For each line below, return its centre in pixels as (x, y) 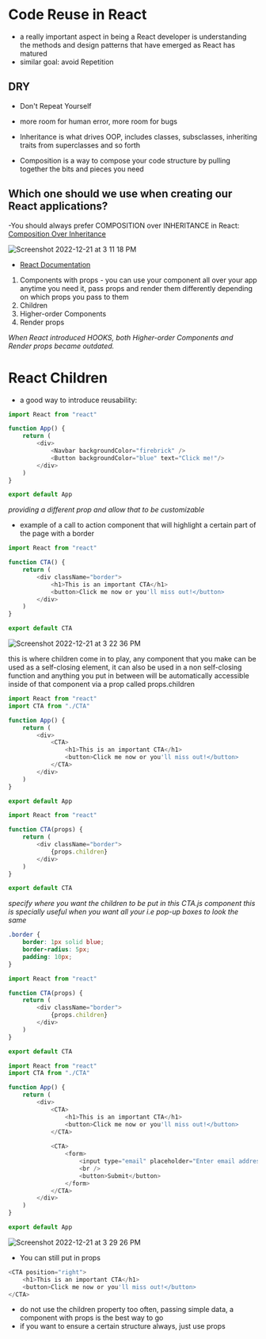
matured (33, 53)
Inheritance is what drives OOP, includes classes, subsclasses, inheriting (138, 136)
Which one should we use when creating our (120, 194)
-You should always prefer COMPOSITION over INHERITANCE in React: (124, 225)
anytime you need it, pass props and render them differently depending (136, 288)
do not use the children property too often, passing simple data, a (127, 1310)
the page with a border (57, 534)
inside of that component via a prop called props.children (102, 684)
